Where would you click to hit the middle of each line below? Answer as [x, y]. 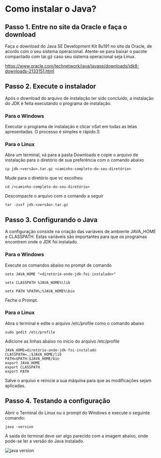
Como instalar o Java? [51, 9]
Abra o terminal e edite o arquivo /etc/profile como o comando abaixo [75, 323]
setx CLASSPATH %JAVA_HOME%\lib [38, 283]
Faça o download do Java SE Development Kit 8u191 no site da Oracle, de [79, 46]
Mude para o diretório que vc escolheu [44, 178]
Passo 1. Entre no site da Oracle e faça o [66, 27]
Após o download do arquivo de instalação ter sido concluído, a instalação [79, 98]
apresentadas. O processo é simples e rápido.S [52, 132]
